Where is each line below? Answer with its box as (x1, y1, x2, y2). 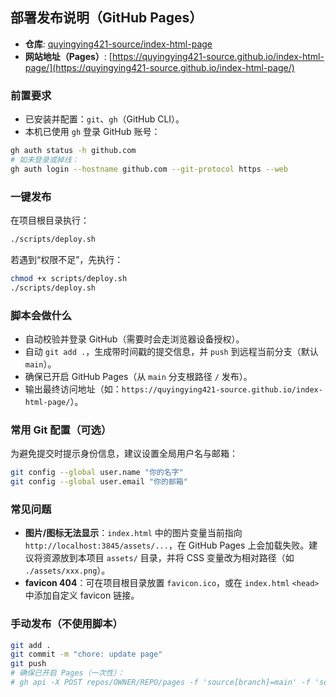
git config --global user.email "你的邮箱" (10, 477, 188, 487)
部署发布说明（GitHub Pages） (10, 9, 203, 27)
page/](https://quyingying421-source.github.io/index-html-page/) (24, 61, 295, 73)
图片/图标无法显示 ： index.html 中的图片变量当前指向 (24, 527, 243, 539)
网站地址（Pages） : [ (24, 50, 113, 62)
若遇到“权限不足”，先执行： (10, 253, 124, 265)
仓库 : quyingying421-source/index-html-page (24, 38, 213, 50)
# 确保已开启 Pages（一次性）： (10, 668, 125, 678)
